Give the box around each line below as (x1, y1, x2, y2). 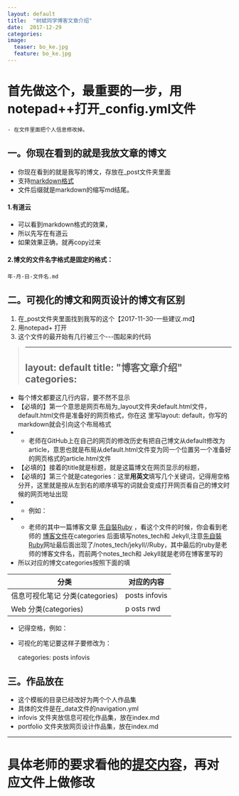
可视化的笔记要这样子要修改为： (17, 639, 112, 647)
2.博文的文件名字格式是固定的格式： (7, 256, 114, 264)
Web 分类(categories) (11, 604, 84, 614)
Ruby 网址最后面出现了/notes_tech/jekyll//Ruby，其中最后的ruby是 (28, 540, 222, 549)
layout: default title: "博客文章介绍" (24, 362, 183, 374)
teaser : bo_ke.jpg (14, 43, 69, 51)
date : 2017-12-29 (7, 23, 62, 31)
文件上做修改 (20, 774, 95, 790)
